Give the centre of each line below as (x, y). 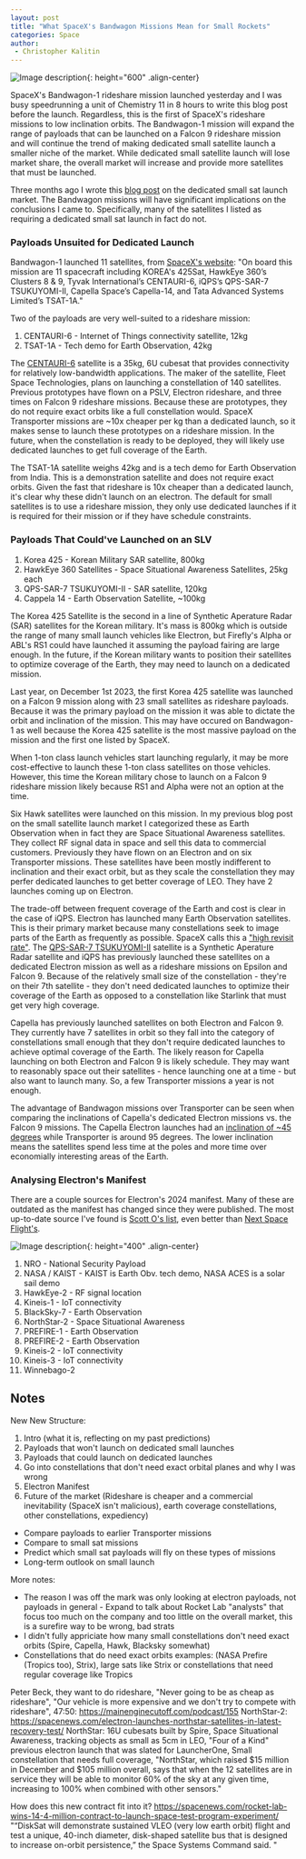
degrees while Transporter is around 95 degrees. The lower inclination (142, 1136)
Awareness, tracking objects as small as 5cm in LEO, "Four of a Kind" (140, 1740)
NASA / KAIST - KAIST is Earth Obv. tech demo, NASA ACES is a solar (154, 1274)
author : (25, 43)
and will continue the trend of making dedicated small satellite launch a (143, 144)
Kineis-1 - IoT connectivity (72, 1303)
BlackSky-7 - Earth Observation (83, 1312)
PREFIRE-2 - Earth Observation (81, 1341)
